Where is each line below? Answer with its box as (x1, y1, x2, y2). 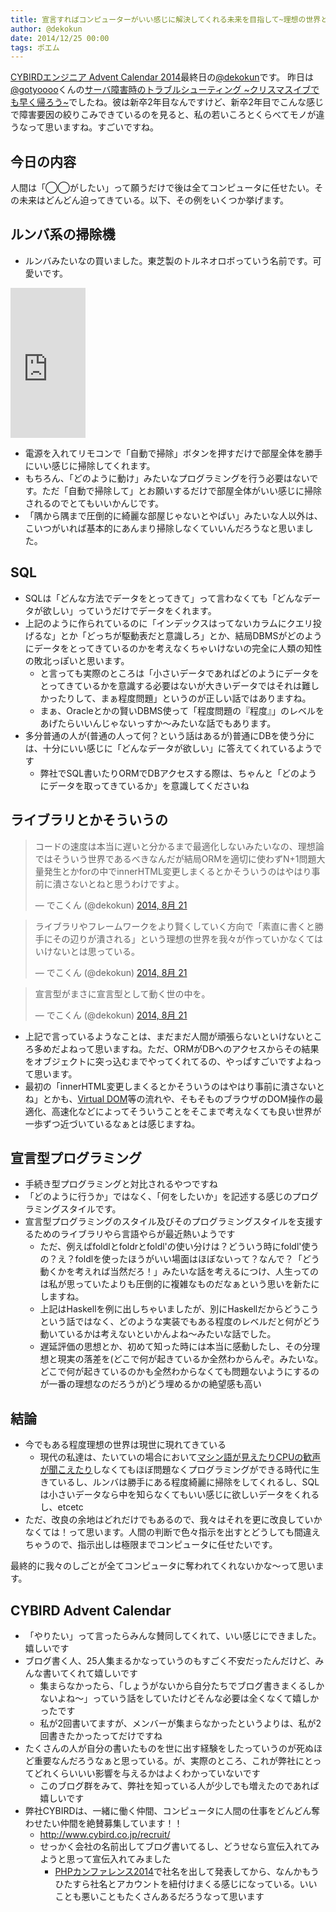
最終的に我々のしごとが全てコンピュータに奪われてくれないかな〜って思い (10, 1560, 316, 1572)
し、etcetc (39, 1501, 84, 1513)
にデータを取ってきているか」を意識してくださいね (39, 779, 250, 791)
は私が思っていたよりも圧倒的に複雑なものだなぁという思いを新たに (39, 1278, 320, 1290)
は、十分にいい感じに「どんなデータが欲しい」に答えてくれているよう (24, 742, 314, 754)
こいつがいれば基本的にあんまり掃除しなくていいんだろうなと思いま (24, 522, 305, 534)
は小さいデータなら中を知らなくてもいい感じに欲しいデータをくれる (39, 1489, 320, 1501)
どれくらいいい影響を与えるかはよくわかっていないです (33, 1767, 261, 1779)
